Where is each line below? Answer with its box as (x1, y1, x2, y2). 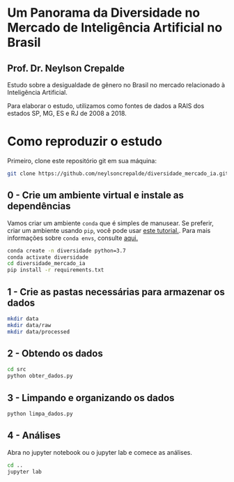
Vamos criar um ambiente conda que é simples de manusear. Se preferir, (7, 218, 214, 227)
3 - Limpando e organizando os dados (7, 392, 175, 404)
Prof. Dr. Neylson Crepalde (7, 62, 125, 74)
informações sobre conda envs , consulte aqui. (7, 234, 139, 242)
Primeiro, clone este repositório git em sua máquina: (7, 156, 157, 165)
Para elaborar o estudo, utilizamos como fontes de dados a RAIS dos (7, 102, 205, 110)
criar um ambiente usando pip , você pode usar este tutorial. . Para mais (7, 226, 211, 234)
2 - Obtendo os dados (7, 347, 103, 359)
